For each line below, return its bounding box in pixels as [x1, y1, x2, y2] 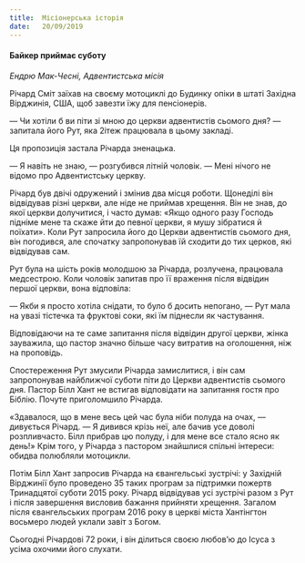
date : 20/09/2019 [9, 22, 84, 31]
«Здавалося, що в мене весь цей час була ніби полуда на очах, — [9, 411, 266, 422]
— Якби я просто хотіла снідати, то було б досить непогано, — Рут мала [9, 300, 291, 311]
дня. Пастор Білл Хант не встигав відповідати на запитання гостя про [9, 384, 280, 394]
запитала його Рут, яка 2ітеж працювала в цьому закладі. [9, 125, 234, 136]
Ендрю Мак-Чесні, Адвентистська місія [9, 70, 164, 81]
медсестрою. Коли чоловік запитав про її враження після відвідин [9, 272, 269, 283]
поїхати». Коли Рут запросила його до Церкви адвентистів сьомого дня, [9, 226, 291, 237]
